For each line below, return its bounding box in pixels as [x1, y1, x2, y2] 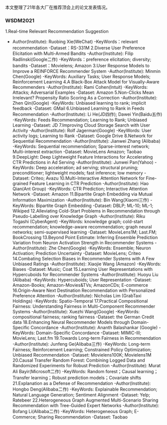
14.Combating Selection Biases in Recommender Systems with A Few [12, 256, 155, 262]
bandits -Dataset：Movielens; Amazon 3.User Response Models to [12, 63, 150, 69]
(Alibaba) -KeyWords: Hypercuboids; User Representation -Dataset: [12, 277, 152, 283]
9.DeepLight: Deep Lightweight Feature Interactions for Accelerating [12, 154, 153, 160]
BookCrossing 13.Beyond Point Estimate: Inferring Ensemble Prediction [12, 234, 158, 240]
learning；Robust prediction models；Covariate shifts [30, 375, 141, 381]
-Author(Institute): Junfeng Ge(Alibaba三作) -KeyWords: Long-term [12, 341, 151, 347]
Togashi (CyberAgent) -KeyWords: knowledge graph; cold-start [12, 218, 143, 224]
